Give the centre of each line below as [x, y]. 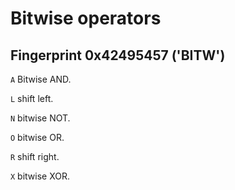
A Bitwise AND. [41, 79]
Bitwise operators [86, 18]
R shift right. [35, 156]
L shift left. [32, 98]
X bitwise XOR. [40, 176]
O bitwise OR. [37, 137]
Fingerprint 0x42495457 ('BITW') [118, 55]
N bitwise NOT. [40, 118]
